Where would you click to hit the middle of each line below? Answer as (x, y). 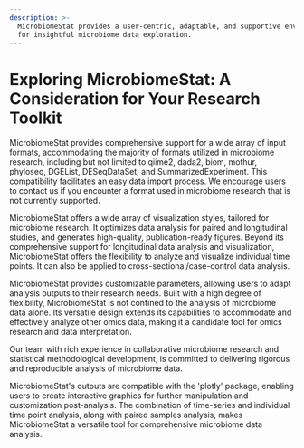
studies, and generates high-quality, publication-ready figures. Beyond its (147, 237)
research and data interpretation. (71, 332)
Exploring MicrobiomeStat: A (120, 79)
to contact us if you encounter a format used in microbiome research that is (150, 191)
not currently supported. (55, 201)
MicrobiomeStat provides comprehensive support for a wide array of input (148, 143)
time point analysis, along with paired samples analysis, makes (126, 415)
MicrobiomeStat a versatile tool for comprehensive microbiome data (136, 424)
